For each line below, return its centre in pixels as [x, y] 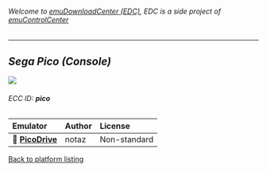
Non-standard [127, 139]
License [115, 126]
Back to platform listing [46, 159]
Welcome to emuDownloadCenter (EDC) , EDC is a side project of [114, 11]
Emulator [30, 126]
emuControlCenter [39, 19]
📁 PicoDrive [35, 139]
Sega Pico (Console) [60, 61]
